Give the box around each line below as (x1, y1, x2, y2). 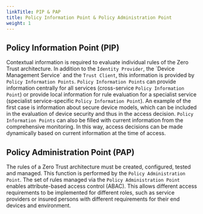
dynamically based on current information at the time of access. (6, 130, 166, 137)
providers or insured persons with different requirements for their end (6, 195, 180, 202)
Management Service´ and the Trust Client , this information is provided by (6, 72, 195, 79)
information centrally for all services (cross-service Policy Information (6, 84, 185, 92)
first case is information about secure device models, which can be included (6, 104, 197, 111)
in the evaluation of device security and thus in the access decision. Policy (6, 110, 194, 118)
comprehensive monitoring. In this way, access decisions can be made (6, 123, 183, 130)
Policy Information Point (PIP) (6, 42, 120, 53)
